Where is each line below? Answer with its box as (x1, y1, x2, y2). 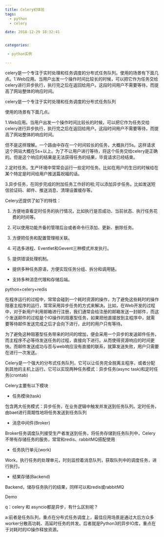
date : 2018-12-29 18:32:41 (5, 30, 60, 35)
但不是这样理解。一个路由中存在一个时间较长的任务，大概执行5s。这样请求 (5, 142, 155, 148)
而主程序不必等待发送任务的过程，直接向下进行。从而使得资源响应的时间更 (5, 337, 155, 343)
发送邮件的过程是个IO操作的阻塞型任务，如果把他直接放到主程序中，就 (9, 314, 151, 320)
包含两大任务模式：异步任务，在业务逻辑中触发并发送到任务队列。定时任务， (5, 403, 159, 409)
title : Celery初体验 (5, 7, 45, 12)
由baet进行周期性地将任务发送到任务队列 (5, 409, 87, 415)
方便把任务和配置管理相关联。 (12, 235, 72, 241)
